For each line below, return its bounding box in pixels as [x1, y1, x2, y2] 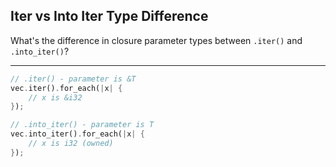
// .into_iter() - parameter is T [10, 120, 155, 130]
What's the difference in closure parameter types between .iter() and [10, 34, 303, 46]
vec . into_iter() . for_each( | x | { [10, 129, 145, 139]
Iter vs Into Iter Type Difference [10, 8, 209, 25]
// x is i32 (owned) [28, 139, 114, 149]
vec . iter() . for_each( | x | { [10, 83, 123, 93]
